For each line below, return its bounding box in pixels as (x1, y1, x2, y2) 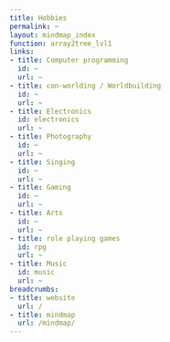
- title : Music (9, 259, 68, 269)
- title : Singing (9, 157, 76, 167)
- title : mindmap (9, 310, 76, 319)
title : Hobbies (9, 13, 68, 23)
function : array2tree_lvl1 (9, 38, 112, 48)
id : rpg (17, 243, 48, 252)
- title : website (9, 293, 76, 302)
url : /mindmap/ (17, 318, 76, 328)
